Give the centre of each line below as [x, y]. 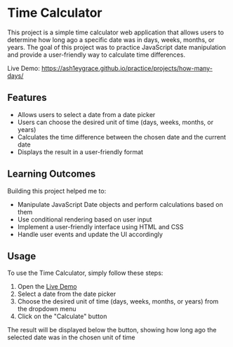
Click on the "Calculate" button [62, 316]
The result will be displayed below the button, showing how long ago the [112, 330]
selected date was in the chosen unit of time [71, 337]
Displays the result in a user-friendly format [80, 151]
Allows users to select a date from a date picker [86, 114]
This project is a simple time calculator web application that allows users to [116, 32]
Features [27, 98]
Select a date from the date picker [67, 294]
